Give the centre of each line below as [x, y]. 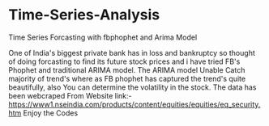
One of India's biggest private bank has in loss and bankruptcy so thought [132, 52]
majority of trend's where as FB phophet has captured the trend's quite [127, 78]
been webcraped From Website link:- [70, 95]
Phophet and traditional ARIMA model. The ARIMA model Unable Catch [127, 69]
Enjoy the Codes [51, 113]
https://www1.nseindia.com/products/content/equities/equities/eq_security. [134, 104]
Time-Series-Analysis [84, 15]
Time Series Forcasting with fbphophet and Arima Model [103, 37]
